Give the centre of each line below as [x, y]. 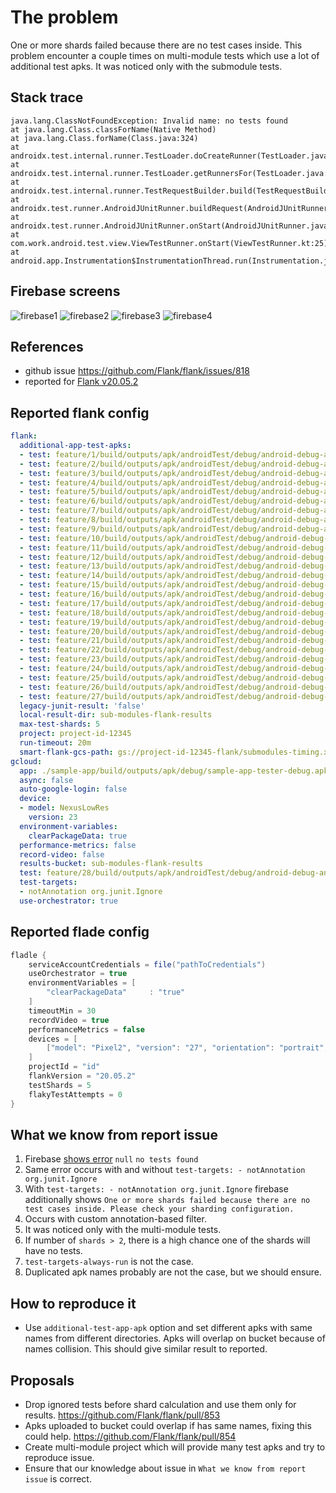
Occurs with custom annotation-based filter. [115, 1219]
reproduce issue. [59, 1457]
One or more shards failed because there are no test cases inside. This [156, 45]
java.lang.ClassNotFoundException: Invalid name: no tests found [149, 121]
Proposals [42, 1380]
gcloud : [26, 761]
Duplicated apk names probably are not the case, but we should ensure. [173, 1272]
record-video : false [62, 854]
